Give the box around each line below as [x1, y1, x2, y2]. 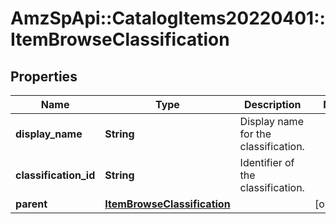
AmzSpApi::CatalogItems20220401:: [10, 7, 326, 30]
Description [244, 98, 302, 111]
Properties [10, 68, 78, 85]
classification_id [15, 168, 96, 182]
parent [15, 197, 48, 211]
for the [239, 127, 272, 141]
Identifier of [239, 156, 295, 169]
